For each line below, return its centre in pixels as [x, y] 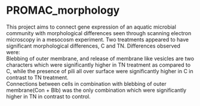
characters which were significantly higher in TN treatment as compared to [99, 65]
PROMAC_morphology [63, 10]
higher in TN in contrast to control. [48, 96]
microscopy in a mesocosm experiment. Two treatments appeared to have [98, 39]
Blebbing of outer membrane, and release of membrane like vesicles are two [100, 58]
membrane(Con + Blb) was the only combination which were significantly [96, 90]
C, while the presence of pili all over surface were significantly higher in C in [100, 71]
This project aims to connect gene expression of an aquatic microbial [91, 27]
